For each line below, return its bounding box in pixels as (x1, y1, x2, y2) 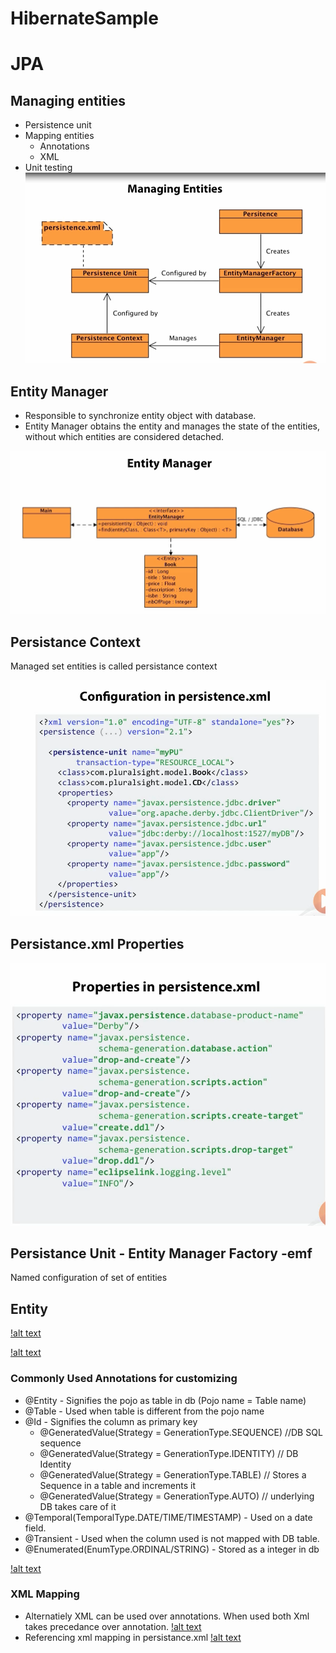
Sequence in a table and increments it (39, 1479, 197, 1491)
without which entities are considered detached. (24, 431, 225, 443)
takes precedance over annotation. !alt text (24, 1620, 202, 1632)
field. (24, 1522, 47, 1534)
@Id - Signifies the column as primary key (24, 1415, 198, 1427)
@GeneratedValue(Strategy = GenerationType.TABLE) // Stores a (39, 1468, 307, 1481)
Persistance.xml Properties (10, 935, 185, 952)
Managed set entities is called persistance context (10, 660, 218, 672)
